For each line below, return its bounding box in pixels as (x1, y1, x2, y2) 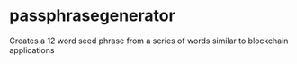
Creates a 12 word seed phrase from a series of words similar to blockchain (9, 35, 289, 46)
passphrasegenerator (9, 5, 175, 26)
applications (9, 44, 55, 55)
